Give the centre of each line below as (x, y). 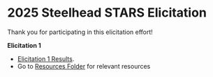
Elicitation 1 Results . (46, 59)
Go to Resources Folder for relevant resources (84, 66)
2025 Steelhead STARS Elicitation (107, 13)
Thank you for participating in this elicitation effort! (80, 32)
